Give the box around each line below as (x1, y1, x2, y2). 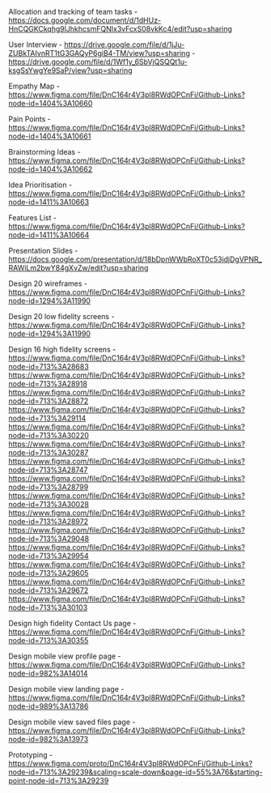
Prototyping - (8, 750, 53, 760)
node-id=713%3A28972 (8, 517, 89, 526)
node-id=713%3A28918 (8, 379, 87, 388)
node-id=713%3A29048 (8, 534, 90, 544)
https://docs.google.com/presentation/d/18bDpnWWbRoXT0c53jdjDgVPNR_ (8, 254, 262, 264)
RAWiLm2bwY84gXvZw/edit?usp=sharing (8, 263, 149, 272)
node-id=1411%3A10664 (8, 230, 90, 240)
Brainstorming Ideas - (8, 147, 81, 156)
